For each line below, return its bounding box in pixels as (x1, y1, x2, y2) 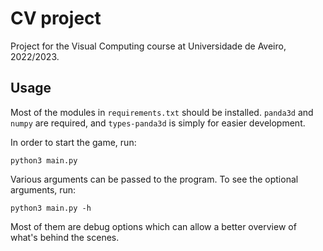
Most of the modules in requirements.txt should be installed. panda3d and (10, 106, 314, 118)
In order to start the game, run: (10, 136, 137, 148)
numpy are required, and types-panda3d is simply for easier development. (10, 117, 306, 129)
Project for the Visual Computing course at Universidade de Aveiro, (10, 40, 287, 52)
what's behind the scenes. (10, 231, 120, 243)
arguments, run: (10, 183, 77, 196)
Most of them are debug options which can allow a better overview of (10, 220, 297, 232)
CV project (10, 7, 102, 30)
